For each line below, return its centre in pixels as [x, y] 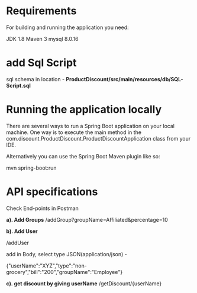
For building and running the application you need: [67, 27]
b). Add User [22, 231]
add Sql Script [41, 63]
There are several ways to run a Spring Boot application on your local [90, 126]
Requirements [41, 11]
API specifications [52, 192]
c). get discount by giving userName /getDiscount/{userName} [84, 284]
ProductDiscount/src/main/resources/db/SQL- [125, 79]
